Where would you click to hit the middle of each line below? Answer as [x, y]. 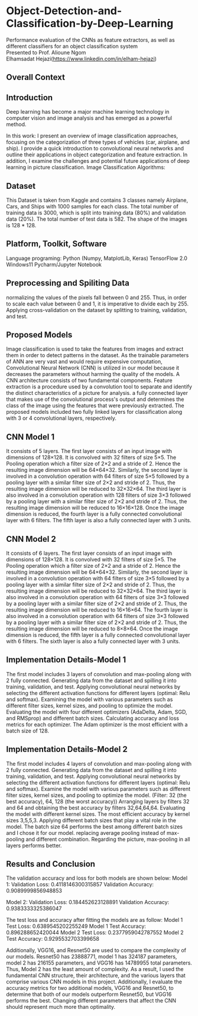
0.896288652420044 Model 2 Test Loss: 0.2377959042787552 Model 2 [95, 933]
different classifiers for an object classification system [72, 46]
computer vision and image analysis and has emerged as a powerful [89, 118]
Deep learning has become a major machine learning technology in [88, 112]
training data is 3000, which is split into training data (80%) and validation [96, 213]
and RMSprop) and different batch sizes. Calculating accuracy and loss [92, 718]
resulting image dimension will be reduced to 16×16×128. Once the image [95, 508]
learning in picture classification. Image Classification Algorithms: [86, 168]
